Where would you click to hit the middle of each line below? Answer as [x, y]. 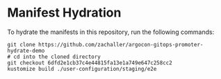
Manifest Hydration [64, 13]
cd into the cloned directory [57, 57]
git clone [22, 44]
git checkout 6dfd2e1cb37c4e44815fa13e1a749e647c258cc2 [90, 63]
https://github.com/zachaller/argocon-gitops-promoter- [121, 44]
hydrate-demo [26, 51]
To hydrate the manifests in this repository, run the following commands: [111, 32]
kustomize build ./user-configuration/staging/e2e [82, 69]
